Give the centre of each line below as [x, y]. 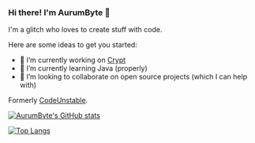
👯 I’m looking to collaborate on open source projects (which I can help [133, 77]
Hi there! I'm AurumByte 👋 [59, 13]
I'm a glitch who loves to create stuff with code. [85, 30]
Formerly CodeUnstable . [48, 101]
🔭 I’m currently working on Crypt [73, 60]
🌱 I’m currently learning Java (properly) [83, 68]
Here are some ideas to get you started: [73, 45]
